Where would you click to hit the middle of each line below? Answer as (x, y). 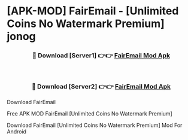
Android (16, 131)
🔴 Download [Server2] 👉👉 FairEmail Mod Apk (101, 87)
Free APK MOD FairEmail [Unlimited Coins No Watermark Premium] (90, 113)
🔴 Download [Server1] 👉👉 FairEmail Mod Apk (101, 56)
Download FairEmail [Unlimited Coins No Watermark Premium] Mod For (95, 125)
